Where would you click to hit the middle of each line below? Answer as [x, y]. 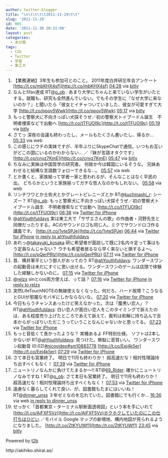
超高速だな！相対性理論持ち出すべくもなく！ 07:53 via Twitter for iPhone [88, 382]
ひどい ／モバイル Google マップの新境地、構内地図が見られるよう [94, 419]
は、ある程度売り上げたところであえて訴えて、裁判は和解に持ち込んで [85, 316]
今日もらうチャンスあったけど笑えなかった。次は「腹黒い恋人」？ [81, 303]
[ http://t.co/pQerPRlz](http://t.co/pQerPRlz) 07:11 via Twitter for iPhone [86, 254]
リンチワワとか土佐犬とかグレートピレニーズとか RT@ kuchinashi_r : [82, 194]
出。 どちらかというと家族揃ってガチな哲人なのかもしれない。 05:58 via [87, 183]
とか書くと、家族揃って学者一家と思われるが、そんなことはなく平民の [85, 177]
